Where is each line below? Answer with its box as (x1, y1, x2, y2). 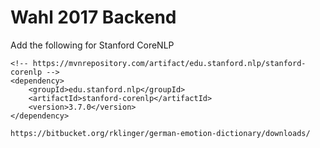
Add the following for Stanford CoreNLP (10, 39, 175, 51)
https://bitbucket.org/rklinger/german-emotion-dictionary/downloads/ (10, 128, 311, 138)
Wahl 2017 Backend (10, 6, 177, 29)
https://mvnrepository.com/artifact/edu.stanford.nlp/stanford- (32, 58, 307, 68)
